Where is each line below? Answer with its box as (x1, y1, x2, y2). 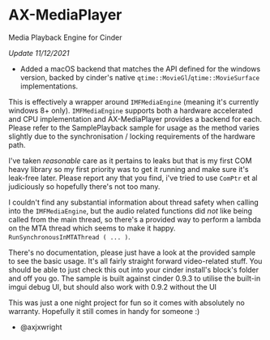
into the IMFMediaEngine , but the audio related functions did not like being (8, 205, 253, 216)
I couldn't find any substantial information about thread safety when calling (8, 197, 259, 207)
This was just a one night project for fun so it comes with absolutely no (8, 298, 245, 308)
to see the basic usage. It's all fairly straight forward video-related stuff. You (8, 256, 263, 265)
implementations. (19, 81, 79, 91)
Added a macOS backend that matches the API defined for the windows (19, 63, 261, 74)
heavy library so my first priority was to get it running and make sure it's (8, 164, 249, 174)
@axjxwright (19, 322, 62, 332)
